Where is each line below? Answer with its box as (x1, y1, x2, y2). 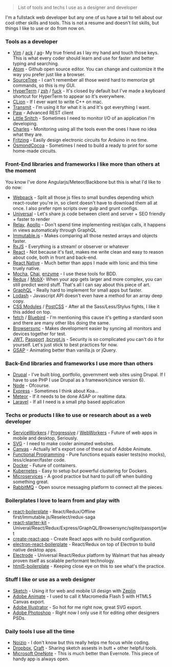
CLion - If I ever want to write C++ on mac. (12, 99, 103, 105)
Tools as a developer (5, 38, 58, 45)
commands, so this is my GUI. (12, 82, 76, 89)
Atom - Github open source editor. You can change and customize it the (12, 66, 164, 72)
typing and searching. (12, 61, 59, 67)
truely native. (12, 265, 41, 271)
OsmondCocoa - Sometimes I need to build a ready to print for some (12, 142, 158, 148)
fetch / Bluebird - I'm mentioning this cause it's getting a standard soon (12, 314, 163, 320)
